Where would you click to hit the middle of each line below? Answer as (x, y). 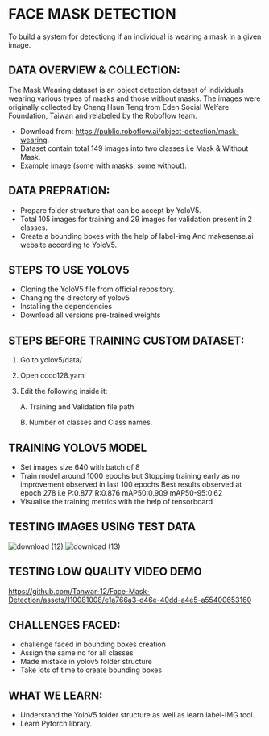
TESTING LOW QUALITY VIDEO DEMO (106, 572)
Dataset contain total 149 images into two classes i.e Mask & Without (134, 148)
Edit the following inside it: (64, 391)
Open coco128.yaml (53, 375)
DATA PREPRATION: (59, 191)
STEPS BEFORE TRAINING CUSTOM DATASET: (126, 340)
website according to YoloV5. (68, 245)
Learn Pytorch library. (56, 724)
